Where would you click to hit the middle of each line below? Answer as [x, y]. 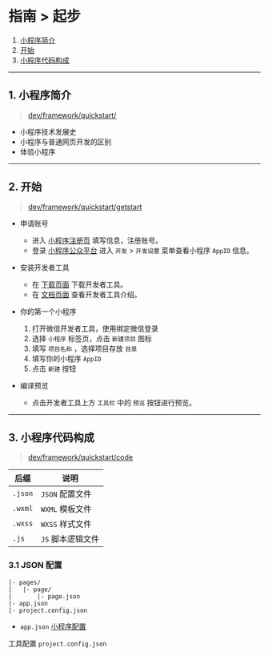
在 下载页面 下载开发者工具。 [80, 284]
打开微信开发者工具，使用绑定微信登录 [95, 328]
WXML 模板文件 [66, 509]
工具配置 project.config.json [57, 643]
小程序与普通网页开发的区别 [66, 142]
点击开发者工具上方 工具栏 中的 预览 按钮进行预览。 [114, 402]
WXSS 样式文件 [66, 524]
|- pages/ [25, 582]
